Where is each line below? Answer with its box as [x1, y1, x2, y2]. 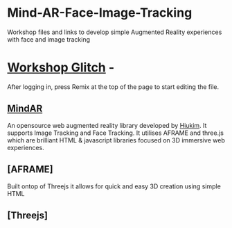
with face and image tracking [7, 35, 91, 43]
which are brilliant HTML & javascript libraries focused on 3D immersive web [7, 136, 225, 144]
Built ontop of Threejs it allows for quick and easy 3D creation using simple [7, 182, 222, 190]
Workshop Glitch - [7, 60, 115, 76]
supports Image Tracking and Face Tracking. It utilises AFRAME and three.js [7, 129, 224, 137]
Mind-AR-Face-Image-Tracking [7, 5, 193, 21]
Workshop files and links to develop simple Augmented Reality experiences [7, 28, 222, 36]
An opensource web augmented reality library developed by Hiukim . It [7, 121, 207, 129]
